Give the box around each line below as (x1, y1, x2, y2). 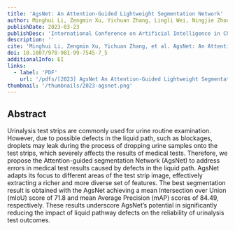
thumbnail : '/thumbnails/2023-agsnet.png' (7, 82, 133, 89)
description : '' (7, 36, 55, 43)
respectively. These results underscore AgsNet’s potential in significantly (7, 201, 218, 210)
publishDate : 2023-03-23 (7, 23, 80, 30)
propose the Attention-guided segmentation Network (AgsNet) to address (7, 156, 220, 165)
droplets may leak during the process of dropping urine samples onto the (7, 142, 218, 150)
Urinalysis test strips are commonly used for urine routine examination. (7, 127, 211, 135)
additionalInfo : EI (7, 56, 64, 63)
